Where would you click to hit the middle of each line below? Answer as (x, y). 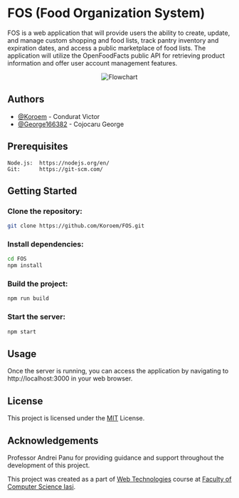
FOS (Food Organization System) (106, 13)
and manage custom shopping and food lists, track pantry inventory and (113, 40)
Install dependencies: (46, 244)
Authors (26, 99)
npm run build (28, 299)
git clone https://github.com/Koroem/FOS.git (76, 226)
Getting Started (42, 191)
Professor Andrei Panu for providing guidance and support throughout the (116, 457)
